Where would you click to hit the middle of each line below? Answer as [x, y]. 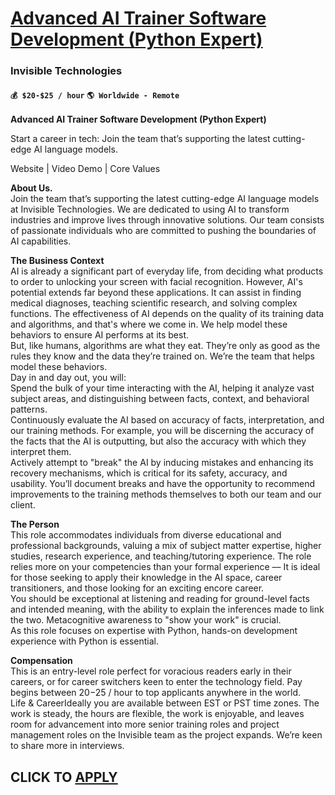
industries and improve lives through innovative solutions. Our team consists [167, 220]
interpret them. [41, 452]
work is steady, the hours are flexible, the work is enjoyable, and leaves [157, 714]
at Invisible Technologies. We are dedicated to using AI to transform [150, 209]
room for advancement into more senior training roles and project [145, 724]
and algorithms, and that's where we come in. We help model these [149, 324]
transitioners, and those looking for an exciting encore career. [137, 588]
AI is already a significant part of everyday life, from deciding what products [167, 271]
